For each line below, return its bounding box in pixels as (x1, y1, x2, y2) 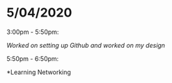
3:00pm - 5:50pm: (6, 28, 59, 36)
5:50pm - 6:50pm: (6, 54, 59, 63)
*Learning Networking (6, 68, 71, 76)
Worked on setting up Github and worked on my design (6, 41, 165, 49)
